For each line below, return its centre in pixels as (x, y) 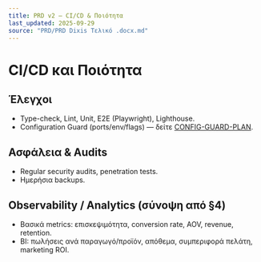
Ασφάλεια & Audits (58, 152)
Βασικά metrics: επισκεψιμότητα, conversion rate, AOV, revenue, (126, 224)
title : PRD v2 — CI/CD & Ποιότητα (66, 16)
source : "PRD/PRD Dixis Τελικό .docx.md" (78, 30)
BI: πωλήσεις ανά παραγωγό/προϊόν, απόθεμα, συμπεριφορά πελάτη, (137, 241)
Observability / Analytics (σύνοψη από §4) (117, 205)
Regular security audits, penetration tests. (89, 172)
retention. (36, 233)
